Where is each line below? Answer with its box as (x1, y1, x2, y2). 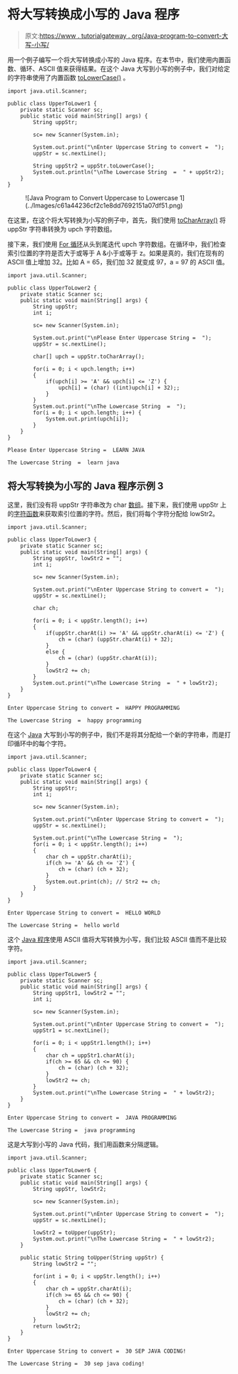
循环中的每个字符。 (13, 739, 70, 748)
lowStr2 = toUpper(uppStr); (33, 1229, 116, 1236)
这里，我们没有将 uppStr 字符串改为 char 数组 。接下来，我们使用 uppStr (7, 500, 219, 509)
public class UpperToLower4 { (7, 765, 98, 773)
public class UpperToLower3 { (7, 536, 98, 543)
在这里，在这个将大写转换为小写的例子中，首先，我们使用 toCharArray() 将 (7, 215, 226, 224)
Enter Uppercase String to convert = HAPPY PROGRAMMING (7, 704, 180, 711)
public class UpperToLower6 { (7, 1167, 98, 1174)
